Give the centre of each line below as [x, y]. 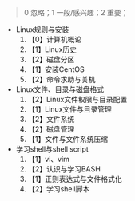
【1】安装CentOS [56, 69]
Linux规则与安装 [42, 30]
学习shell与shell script [52, 149]
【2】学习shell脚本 [59, 189]
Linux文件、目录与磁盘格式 [60, 89]
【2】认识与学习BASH [64, 169]
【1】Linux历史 [52, 49]
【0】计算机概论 [55, 39]
